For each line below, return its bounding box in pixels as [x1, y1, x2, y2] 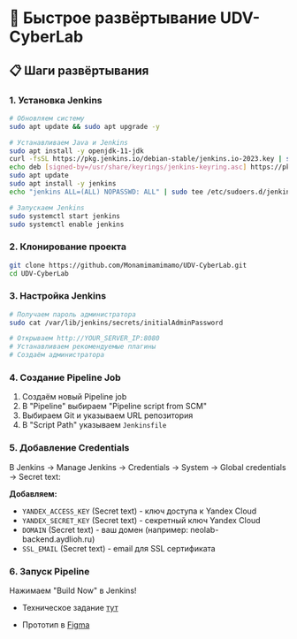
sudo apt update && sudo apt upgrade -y [9, 122, 161, 131]
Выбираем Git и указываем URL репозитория [21, 410, 194, 421]
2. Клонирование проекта [9, 240, 126, 253]
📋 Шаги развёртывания [9, 63, 149, 78]
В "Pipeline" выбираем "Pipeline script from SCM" [21, 401, 208, 412]
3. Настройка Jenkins [9, 290, 107, 302]
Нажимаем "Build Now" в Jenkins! [9, 585, 137, 596]
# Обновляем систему [9, 114, 86, 123]
